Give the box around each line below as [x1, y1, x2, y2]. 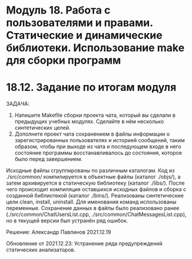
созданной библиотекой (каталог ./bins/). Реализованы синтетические [6, 192, 184, 199]
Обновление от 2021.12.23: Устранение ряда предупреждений [6, 240, 163, 247]
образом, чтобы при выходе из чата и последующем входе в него [14, 143, 181, 150]
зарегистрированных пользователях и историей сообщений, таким [14, 137, 185, 144]
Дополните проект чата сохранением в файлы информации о [14, 130, 170, 137]
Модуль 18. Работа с [6, 4, 111, 17]
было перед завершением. [14, 156, 83, 163]
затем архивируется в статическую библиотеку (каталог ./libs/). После [6, 179, 185, 186]
